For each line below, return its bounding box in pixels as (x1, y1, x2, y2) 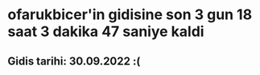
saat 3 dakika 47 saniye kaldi (7, 22, 204, 41)
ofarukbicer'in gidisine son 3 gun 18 (7, 6, 253, 24)
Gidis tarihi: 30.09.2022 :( (7, 54, 141, 68)
